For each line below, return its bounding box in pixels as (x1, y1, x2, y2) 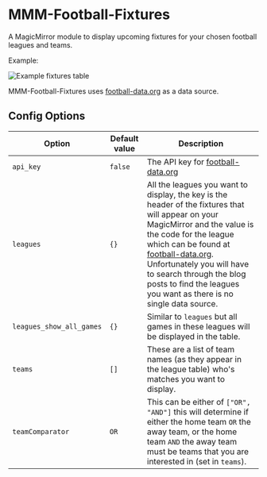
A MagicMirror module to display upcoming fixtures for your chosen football (8, 32, 257, 41)
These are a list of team (146, 344, 235, 355)
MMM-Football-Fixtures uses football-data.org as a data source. (8, 86, 219, 96)
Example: (8, 56, 39, 65)
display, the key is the (146, 189, 228, 200)
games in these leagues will (146, 321, 250, 332)
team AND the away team (146, 436, 237, 447)
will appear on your (146, 209, 219, 220)
